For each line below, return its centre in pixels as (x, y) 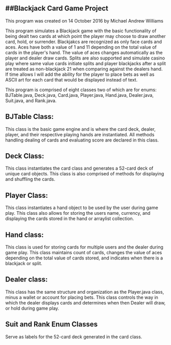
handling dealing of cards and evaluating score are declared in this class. (82, 140)
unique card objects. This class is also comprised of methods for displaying (85, 174)
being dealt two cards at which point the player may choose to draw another (86, 36)
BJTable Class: (30, 117)
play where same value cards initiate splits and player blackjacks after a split (86, 63)
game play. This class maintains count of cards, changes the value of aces (84, 253)
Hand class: (25, 235)
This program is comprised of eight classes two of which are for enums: (81, 90)
